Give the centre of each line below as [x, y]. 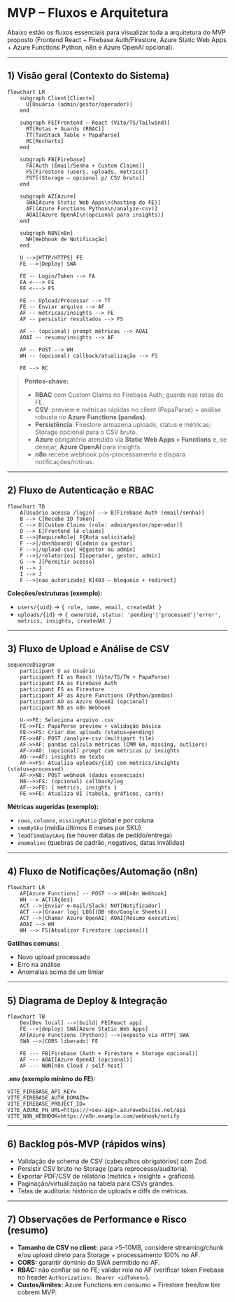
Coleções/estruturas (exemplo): [55, 593]
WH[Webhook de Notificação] [67, 239]
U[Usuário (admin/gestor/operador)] [79, 104]
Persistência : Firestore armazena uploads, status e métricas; [123, 424]
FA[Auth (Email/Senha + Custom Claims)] [85, 165]
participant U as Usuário [58, 671]
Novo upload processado [54, 957]
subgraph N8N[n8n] [47, 233]
